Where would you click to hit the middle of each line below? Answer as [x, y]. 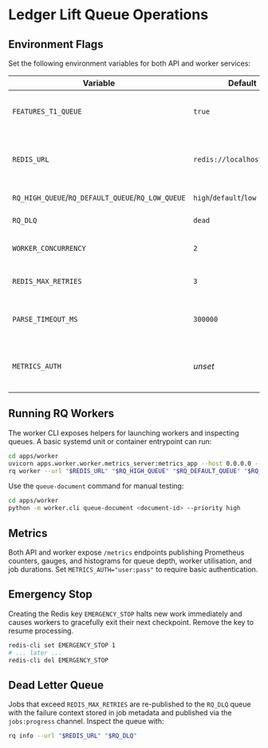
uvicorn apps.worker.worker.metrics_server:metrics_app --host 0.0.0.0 [130, 464]
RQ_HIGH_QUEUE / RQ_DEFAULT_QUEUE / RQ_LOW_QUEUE [99, 197]
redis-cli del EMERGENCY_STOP [59, 660]
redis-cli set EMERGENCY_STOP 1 [62, 645]
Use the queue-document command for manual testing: [96, 486]
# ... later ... [35, 653]
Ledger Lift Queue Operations [108, 15]
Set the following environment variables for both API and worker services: [130, 63]
